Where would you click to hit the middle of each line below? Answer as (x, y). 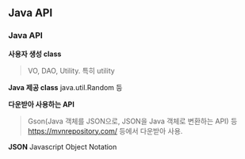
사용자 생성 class (35, 54)
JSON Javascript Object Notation (63, 146)
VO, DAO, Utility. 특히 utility (71, 70)
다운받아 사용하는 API (42, 104)
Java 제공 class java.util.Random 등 (65, 87)
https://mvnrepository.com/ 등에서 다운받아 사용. (105, 131)
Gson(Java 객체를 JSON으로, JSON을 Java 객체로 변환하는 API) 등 (132, 121)
